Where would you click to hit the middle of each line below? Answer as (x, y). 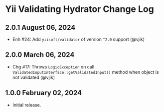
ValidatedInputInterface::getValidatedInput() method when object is (85, 72)
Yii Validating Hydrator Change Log (80, 9)
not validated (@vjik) (34, 77)
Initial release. (27, 105)
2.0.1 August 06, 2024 (40, 28)
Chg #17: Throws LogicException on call (53, 67)
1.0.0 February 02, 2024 (44, 93)
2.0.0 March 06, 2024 (40, 55)
